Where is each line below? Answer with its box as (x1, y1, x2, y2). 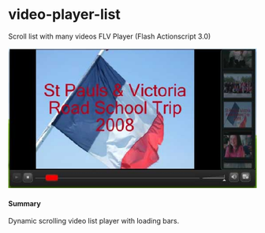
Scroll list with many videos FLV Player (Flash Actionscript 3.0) (8, 31, 211, 41)
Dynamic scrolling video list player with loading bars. (8, 216, 180, 226)
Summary (8, 198, 41, 208)
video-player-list (8, 6, 121, 24)
